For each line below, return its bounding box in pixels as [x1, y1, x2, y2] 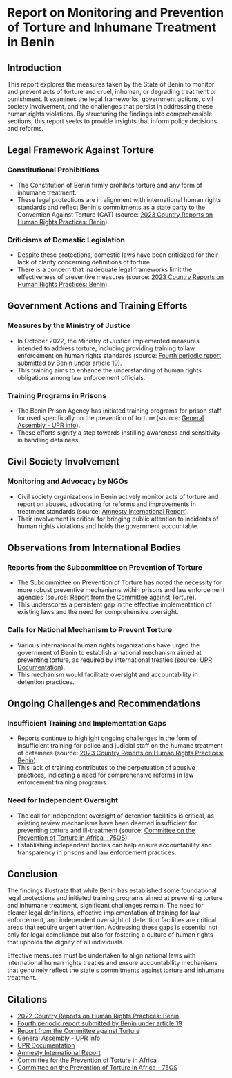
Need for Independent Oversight [7, 796, 119, 805]
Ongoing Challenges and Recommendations [7, 698, 201, 710]
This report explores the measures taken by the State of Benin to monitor [7, 80, 215, 88]
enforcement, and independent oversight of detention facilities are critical [7, 916, 217, 924]
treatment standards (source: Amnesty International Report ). [17, 507, 189, 515]
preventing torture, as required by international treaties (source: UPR [17, 656, 213, 664]
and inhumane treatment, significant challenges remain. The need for [7, 901, 204, 910]
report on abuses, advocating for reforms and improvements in [17, 500, 197, 508]
